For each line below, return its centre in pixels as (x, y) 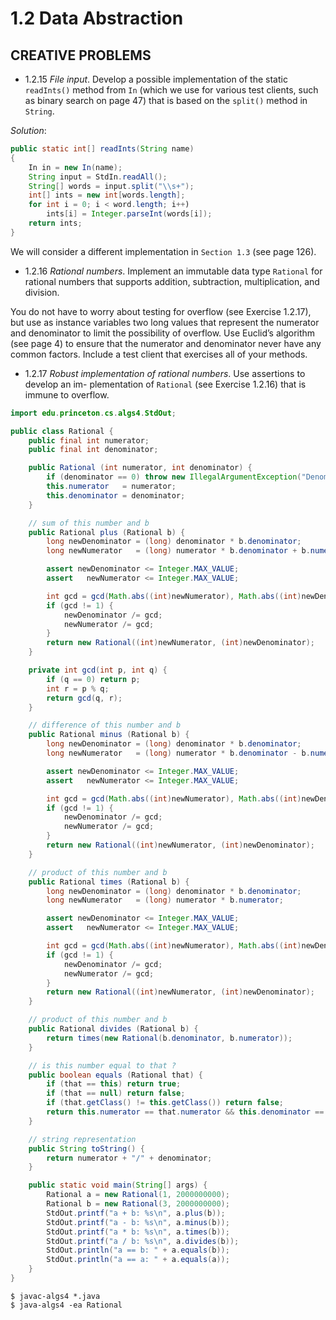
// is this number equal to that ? (102, 1065)
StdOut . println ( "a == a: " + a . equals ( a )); (138, 1260)
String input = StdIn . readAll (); (98, 177)
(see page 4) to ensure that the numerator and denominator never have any (166, 343)
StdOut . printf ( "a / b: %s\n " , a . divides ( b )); (143, 1241)
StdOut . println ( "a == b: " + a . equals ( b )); (138, 1250)
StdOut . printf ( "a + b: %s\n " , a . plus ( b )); (136, 1213)
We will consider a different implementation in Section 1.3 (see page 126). (163, 251)
